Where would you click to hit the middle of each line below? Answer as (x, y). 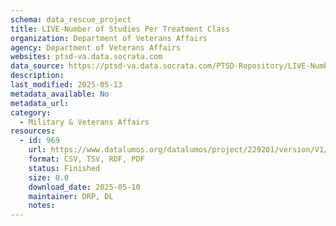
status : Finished (64, 168)
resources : (33, 131)
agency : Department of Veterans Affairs (96, 47)
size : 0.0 (49, 177)
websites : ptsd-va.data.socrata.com (86, 57)
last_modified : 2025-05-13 (66, 85)
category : (31, 112)
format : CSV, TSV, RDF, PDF (86, 159)
